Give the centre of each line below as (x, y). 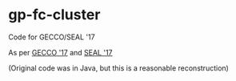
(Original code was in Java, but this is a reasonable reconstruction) (119, 68)
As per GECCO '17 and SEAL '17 (61, 52)
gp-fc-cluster (54, 15)
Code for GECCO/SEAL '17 (52, 37)
